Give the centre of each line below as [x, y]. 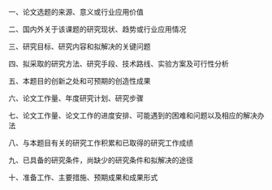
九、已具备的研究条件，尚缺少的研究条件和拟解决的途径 [101, 160]
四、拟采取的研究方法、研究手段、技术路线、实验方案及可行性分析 [119, 64]
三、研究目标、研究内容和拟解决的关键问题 [80, 46]
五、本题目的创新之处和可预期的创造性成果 [80, 81]
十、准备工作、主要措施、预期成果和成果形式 [83, 177]
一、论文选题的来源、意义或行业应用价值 [76, 12]
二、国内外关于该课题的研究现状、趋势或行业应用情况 [97, 29]
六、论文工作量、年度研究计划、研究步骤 [76, 98]
